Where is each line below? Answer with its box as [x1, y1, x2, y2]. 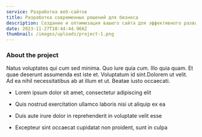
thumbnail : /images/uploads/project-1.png [6, 31, 114, 37]
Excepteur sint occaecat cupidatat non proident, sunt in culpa [14, 124, 168, 131]
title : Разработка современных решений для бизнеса [6, 14, 138, 20]
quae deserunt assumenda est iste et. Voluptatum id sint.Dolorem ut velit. [6, 71, 188, 78]
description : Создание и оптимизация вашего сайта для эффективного [6, 20, 182, 26]
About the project [6, 51, 59, 59]
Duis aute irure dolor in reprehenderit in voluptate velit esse [14, 112, 162, 120]
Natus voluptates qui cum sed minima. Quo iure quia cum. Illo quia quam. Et [6, 64, 194, 72]
